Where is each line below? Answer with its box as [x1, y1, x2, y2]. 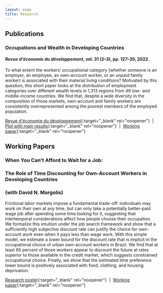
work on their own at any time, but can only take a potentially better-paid [5, 205, 151, 211]
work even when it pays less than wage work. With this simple [22, 231, 147, 237]
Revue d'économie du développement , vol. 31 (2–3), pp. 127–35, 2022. [5, 56, 150, 62]
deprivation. [5, 267, 29, 273]
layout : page [5, 7, 32, 12]
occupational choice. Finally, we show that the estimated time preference [5, 257, 152, 263]
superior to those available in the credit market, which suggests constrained [5, 252, 157, 258]
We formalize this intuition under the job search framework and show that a [5, 221, 156, 227]
